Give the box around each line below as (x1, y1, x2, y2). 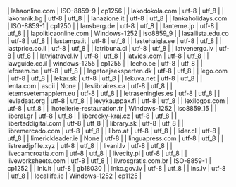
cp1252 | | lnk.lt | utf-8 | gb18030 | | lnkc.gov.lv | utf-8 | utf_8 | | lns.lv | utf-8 (7, 164, 227, 172)
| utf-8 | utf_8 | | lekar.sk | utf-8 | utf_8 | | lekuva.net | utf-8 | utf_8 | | (7, 74, 203, 83)
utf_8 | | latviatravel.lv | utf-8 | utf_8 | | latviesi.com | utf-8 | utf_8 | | (16, 52, 209, 60)
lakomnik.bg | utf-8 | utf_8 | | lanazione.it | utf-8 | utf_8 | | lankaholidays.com (7, 14, 228, 23)
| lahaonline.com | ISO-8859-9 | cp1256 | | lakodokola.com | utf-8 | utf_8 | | (7, 7, 224, 15)
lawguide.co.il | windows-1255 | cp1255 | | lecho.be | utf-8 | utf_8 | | (7, 59, 203, 67)
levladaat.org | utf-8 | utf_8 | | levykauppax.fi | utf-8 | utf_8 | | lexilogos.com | (7, 97, 229, 105)
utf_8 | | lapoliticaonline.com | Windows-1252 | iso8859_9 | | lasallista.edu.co (7, 29, 229, 37)
